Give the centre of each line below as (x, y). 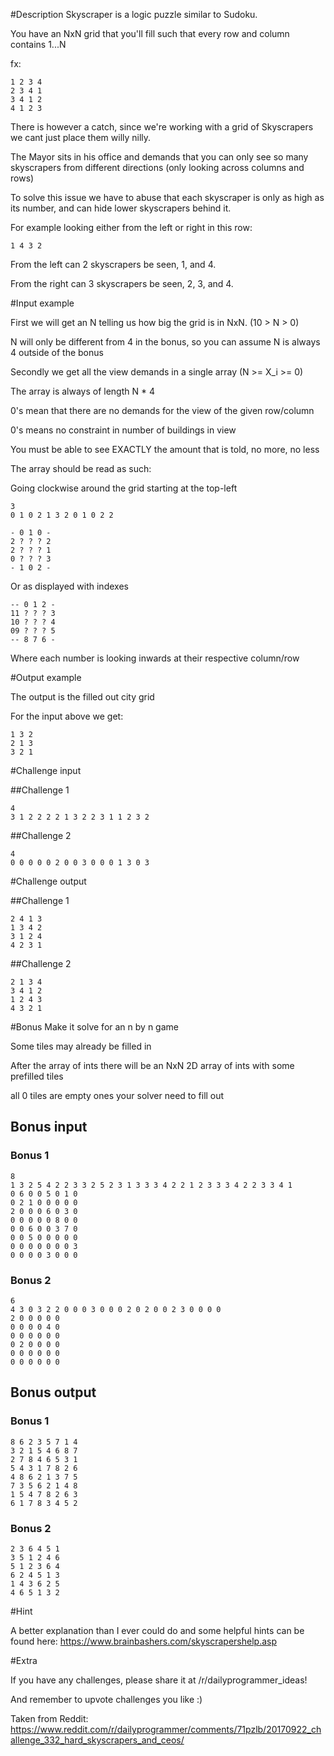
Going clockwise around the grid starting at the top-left (124, 488)
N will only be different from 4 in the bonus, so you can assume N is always (165, 342)
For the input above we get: (67, 716)
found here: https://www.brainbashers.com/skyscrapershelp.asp (144, 1641)
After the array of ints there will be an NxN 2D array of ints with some (152, 1065)
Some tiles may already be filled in (81, 1046)
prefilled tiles (37, 1076)
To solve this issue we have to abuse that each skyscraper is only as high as (167, 197)
